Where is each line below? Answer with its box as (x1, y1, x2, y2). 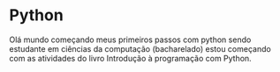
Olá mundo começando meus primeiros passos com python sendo (9, 34, 252, 45)
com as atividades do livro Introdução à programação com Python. (9, 53, 252, 63)
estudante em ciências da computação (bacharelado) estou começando (9, 43, 271, 54)
